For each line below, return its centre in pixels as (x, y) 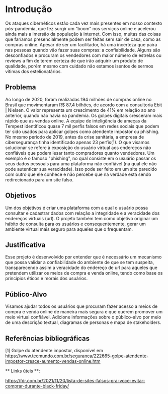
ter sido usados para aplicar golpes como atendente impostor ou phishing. (82, 132)
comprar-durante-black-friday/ (37, 386)
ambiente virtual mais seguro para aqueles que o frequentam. (69, 229)
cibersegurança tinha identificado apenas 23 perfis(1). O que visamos (77, 142)
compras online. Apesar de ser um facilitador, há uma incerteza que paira (81, 44)
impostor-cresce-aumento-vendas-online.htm (53, 361)
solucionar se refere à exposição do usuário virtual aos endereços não (78, 148)
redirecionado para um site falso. (39, 179)
